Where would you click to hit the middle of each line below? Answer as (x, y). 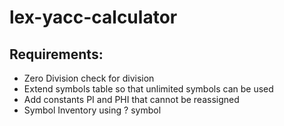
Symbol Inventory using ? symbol (92, 110)
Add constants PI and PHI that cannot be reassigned (131, 99)
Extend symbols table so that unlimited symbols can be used (148, 89)
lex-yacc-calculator (93, 17)
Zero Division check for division (89, 78)
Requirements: (56, 54)
